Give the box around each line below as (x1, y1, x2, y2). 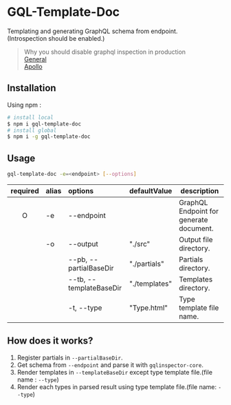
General (23, 55, 47, 63)
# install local (7, 114, 54, 121)
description (180, 186, 219, 195)
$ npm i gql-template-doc (7, 120, 81, 128)
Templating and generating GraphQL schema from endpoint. (7, 27, 178, 35)
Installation (7, 82, 56, 94)
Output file (178, 235, 213, 244)
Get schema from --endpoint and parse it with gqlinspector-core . (16, 360, 204, 369)
